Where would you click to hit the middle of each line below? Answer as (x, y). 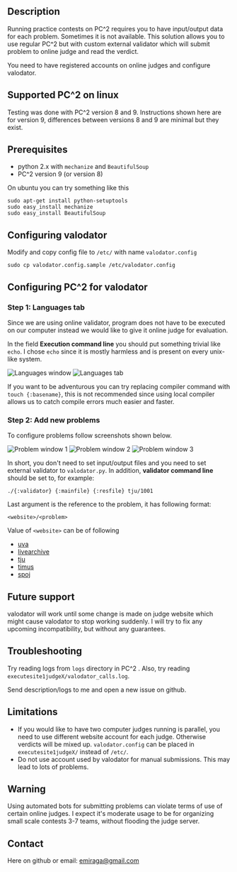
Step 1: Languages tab (46, 307)
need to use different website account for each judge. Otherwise (112, 736)
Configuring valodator (57, 235)
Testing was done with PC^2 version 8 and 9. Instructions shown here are (114, 112)
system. (30, 359)
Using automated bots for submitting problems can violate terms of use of (115, 806)
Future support (41, 597)
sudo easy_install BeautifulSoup (57, 213)
